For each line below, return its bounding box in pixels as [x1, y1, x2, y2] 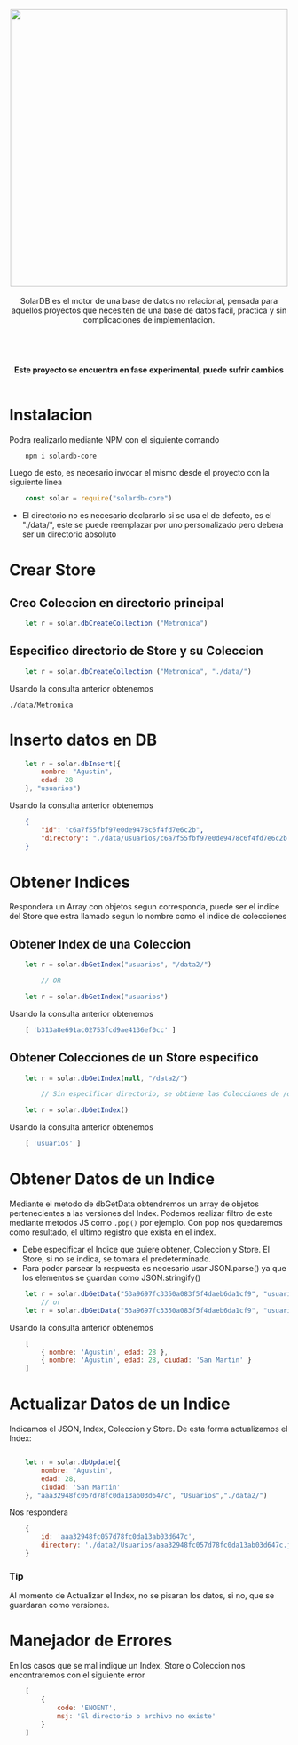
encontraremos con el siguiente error [9, 1669, 145, 1680]
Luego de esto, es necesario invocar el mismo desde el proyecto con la [9, 468, 270, 478]
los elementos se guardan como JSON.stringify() [21, 1272, 201, 1283]
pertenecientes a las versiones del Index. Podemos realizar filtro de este [9, 1208, 273, 1218]
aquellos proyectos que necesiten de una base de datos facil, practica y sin [11, 305, 287, 316]
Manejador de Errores [9, 1631, 173, 1651]
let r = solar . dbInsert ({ [25, 759, 122, 768]
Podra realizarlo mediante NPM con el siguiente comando [9, 435, 220, 445]
